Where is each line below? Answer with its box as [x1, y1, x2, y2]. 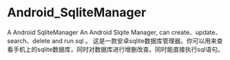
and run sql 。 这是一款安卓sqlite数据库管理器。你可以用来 [51, 36, 217, 45]
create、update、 [171, 28, 222, 36]
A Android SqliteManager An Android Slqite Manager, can [7, 28, 170, 36]
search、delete [7, 36, 50, 45]
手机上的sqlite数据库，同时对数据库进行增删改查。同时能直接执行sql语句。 [12, 45, 224, 53]
